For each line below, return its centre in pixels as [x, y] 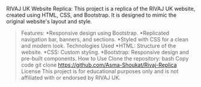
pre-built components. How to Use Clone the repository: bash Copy [105, 58]
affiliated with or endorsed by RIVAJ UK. [71, 78]
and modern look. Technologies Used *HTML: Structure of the [98, 46]
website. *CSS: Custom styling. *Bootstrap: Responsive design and [105, 52]
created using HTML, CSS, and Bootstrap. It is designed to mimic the [91, 15]
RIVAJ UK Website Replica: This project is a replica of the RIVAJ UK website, [101, 9]
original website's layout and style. [49, 21]
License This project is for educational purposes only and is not [100, 71]
